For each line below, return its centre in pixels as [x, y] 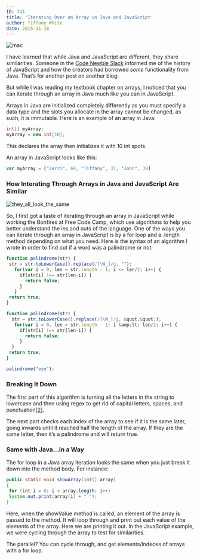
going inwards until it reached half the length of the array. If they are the [95, 428]
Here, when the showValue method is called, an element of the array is [93, 513]
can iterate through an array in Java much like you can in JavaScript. [90, 94]
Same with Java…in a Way [45, 450]
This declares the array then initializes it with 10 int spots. [76, 146]
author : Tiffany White [34, 23]
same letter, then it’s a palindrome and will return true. [72, 434]
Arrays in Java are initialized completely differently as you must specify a [96, 106]
